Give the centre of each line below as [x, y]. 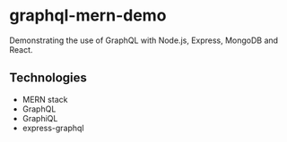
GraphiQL [40, 118]
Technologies [48, 78]
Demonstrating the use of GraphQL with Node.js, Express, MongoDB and [144, 40]
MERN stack [45, 99]
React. [21, 49]
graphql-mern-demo [88, 16]
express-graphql [53, 128]
